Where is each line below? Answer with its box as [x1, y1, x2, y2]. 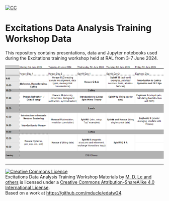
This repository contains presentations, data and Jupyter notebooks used [5, 49, 157, 55]
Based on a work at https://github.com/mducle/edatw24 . [5, 190, 123, 196]
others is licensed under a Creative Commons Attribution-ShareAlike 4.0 [5, 179, 155, 185]
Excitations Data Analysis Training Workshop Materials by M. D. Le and [5, 174, 152, 180]
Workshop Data [5, 33, 72, 45]
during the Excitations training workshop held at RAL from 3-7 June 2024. [5, 55, 158, 61]
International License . [5, 184, 50, 191]
